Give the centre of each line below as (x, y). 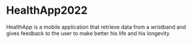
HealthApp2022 (47, 10)
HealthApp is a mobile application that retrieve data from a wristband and (96, 27)
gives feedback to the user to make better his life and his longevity (88, 33)
